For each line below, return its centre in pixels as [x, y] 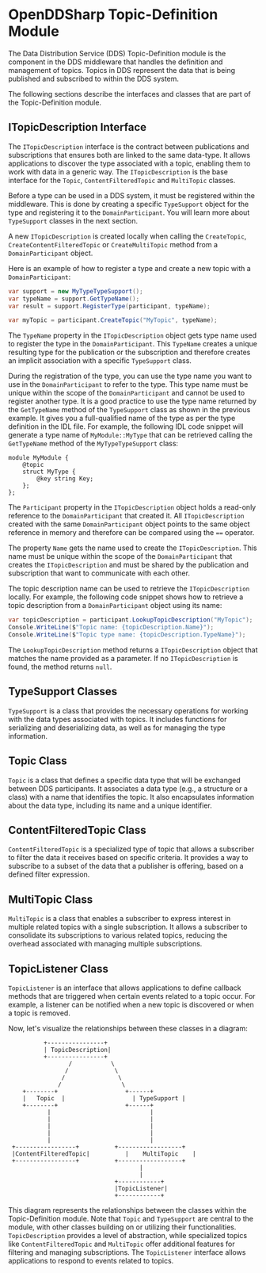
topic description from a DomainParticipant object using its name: [115, 606]
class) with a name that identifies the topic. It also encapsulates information [131, 797]
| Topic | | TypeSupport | [104, 1098]
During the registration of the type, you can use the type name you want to [130, 376]
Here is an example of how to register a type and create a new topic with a [129, 268]
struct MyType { [49, 472]
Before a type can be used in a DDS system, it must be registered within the [132, 195]
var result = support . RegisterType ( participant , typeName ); [110, 306]
